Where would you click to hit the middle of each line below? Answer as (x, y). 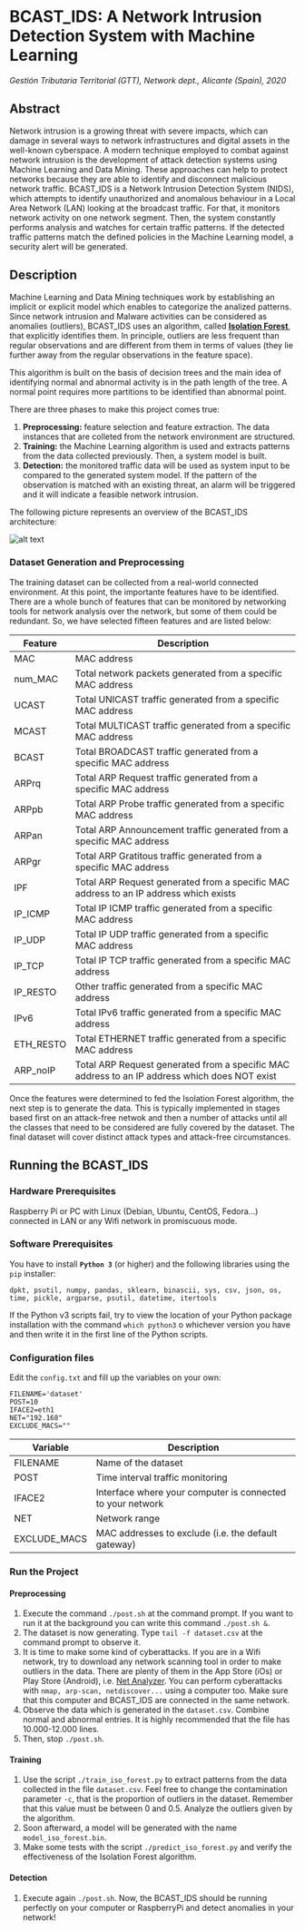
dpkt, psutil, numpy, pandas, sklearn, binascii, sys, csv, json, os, (146, 1290)
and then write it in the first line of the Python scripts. (109, 1334)
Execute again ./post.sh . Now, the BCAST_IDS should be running (145, 1897)
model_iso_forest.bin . (64, 1837)
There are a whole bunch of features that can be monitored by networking (148, 602)
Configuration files (52, 1357)
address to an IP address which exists (155, 893)
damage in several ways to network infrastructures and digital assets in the (150, 140)
